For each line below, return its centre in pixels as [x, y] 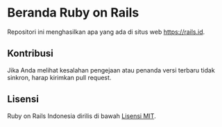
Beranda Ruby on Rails [73, 13]
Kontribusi [31, 53]
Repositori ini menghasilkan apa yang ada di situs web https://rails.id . [106, 32]
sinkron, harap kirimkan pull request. [59, 77]
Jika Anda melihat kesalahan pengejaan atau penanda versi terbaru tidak [111, 70]
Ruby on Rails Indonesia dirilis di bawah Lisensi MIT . [82, 116]
